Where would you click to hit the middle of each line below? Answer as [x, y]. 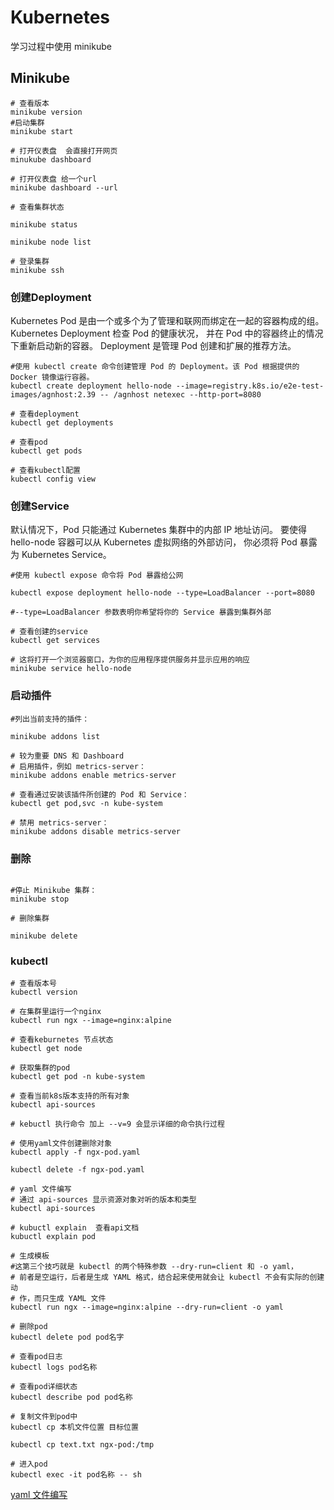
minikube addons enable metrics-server [93, 775]
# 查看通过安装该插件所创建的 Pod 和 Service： [100, 794]
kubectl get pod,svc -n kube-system [86, 803]
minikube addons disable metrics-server [96, 831]
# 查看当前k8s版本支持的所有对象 [70, 1096]
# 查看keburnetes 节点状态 [62, 1040]
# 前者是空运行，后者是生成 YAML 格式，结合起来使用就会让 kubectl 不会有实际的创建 [167, 1277]
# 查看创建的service [49, 632]
